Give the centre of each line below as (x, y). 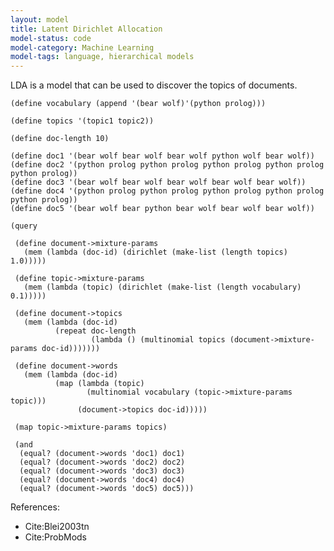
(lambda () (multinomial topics (158, 340)
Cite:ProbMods (56, 537)
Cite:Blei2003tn (57, 527)
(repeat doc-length (95, 331)
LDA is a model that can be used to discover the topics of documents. (154, 85)
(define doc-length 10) (60, 139)
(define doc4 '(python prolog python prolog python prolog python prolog (167, 191)
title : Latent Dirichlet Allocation (86, 29)
